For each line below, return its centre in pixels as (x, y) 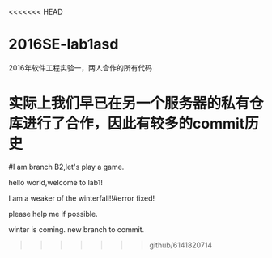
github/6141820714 (181, 245)
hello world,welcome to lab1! (55, 182)
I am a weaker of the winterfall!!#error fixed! (82, 198)
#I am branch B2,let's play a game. (66, 167)
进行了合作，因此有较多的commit (134, 124)
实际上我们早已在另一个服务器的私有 (129, 104)
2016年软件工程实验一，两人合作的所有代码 (80, 67)
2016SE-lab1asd (64, 44)
